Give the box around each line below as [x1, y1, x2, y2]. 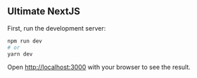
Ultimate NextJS [7, 6, 81, 17]
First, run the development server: [7, 24, 106, 32]
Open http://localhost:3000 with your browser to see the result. [7, 63, 191, 72]
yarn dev [7, 50, 33, 58]
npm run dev [7, 38, 42, 45]
